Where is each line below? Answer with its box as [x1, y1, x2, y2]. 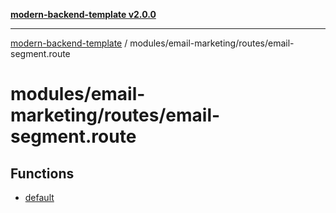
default [24, 192, 55, 203]
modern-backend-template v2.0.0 [10, 9, 157, 20]
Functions [10, 165, 75, 182]
